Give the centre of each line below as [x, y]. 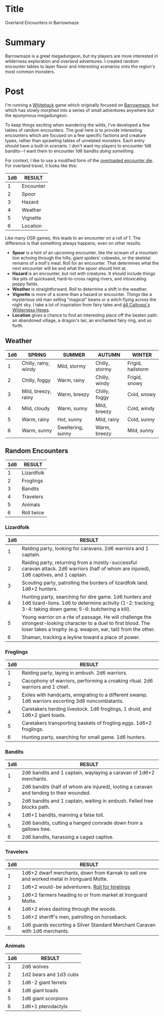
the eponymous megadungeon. [37, 115]
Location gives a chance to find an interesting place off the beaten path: [85, 315]
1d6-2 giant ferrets [44, 982]
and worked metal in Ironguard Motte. [65, 879]
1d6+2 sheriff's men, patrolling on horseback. [74, 917]
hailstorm [138, 369]
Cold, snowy [142, 394]
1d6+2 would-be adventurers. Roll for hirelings [76, 887]
